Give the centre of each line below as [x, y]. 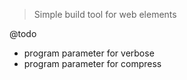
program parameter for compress [92, 63]
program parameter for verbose [89, 53]
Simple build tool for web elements [105, 14]
